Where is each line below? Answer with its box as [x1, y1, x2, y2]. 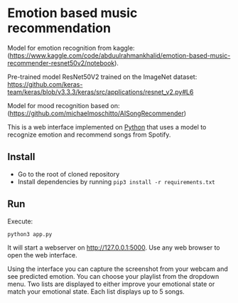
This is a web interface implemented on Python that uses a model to [7, 122, 207, 131]
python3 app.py [7, 230, 53, 238]
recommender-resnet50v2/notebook [7, 58, 115, 67]
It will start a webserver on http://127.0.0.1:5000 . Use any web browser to [7, 243, 220, 252]
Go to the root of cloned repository [17, 169, 120, 179]
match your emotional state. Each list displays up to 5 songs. [7, 287, 185, 296]
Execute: [7, 217, 33, 225]
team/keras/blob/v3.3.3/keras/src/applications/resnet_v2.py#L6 [7, 87, 194, 96]
